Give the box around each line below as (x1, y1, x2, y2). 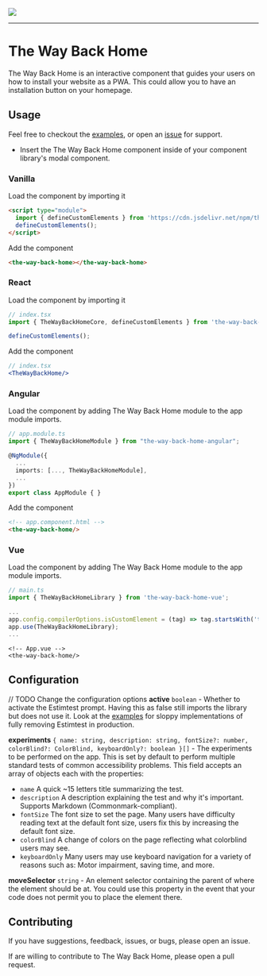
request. (8, 960, 36, 970)
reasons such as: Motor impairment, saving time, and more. (19, 860, 215, 870)
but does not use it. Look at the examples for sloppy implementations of (8, 711, 244, 720)
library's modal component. (19, 153, 110, 163)
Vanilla (8, 173, 36, 184)
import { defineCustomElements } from (15, 214, 145, 222)
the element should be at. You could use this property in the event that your (8, 884, 256, 893)
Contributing (8, 915, 73, 928)
